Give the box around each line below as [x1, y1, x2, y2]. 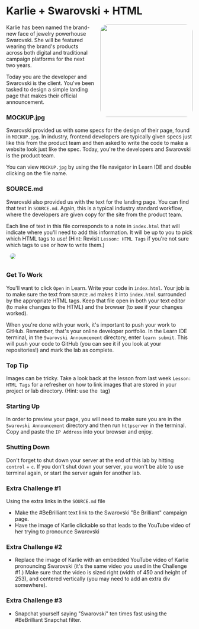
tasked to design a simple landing [6, 86, 88, 93]
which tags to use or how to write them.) [6, 241, 105, 248]
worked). [6, 309, 28, 317]
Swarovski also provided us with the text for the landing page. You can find [6, 198, 190, 206]
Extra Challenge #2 [6, 542, 62, 551]
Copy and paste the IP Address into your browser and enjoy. [6, 428, 153, 435]
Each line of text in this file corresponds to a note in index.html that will [6, 222, 180, 229]
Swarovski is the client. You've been [6, 79, 95, 87]
